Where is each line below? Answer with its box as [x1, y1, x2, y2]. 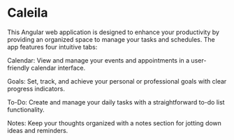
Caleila [7, 5, 48, 21]
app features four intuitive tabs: [7, 42, 98, 51]
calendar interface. [31, 63, 86, 72]
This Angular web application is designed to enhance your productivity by [7, 28, 220, 36]
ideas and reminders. [7, 126, 68, 134]
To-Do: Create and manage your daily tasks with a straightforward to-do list [7, 98, 225, 106]
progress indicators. [7, 84, 65, 93]
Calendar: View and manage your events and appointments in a [7, 56, 190, 64]
